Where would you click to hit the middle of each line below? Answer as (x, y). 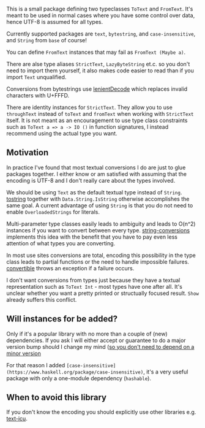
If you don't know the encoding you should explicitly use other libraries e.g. (101, 412)
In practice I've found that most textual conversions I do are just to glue (96, 167)
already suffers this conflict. (42, 299)
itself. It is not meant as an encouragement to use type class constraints (97, 120)
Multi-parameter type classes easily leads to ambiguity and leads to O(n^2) (101, 224)
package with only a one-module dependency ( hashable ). (79, 378)
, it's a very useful (166, 372)
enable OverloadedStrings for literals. (53, 212)
